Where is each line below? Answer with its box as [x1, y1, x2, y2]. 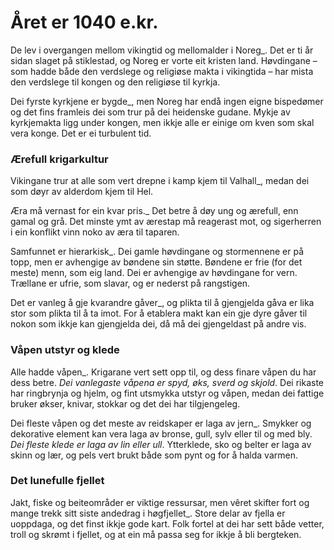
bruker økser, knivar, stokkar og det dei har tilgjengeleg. [10, 397, 241, 410]
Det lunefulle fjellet [10, 474, 105, 488]
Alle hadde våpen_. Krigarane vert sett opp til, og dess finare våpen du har [10, 366, 317, 378]
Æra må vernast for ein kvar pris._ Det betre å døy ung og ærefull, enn [10, 205, 299, 217]
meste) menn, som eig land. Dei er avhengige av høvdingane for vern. [10, 267, 298, 279]
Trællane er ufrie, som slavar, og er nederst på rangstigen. [10, 277, 251, 290]
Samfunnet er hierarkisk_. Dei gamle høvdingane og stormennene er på [10, 246, 305, 258]
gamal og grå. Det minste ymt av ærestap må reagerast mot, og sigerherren [10, 216, 322, 228]
